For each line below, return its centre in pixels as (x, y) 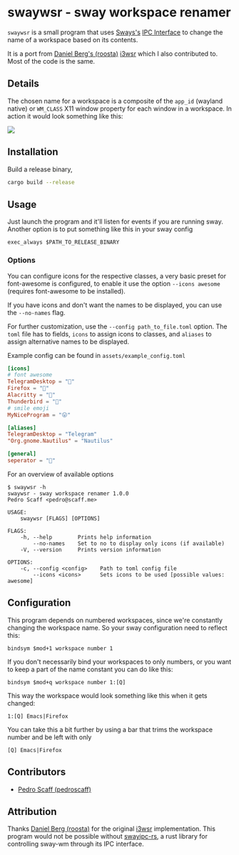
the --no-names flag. (36, 312)
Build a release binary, (40, 169)
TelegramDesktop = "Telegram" (52, 434)
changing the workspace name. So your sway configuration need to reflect (117, 627)
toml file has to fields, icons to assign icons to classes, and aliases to (110, 334)
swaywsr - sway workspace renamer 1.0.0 (68, 494)
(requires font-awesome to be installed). (67, 291)
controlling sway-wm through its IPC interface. (76, 844)
